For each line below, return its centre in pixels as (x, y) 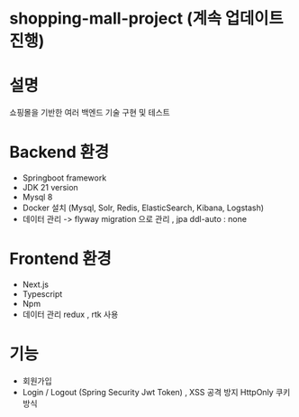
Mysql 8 (37, 197)
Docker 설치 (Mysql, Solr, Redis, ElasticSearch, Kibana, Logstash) (143, 208)
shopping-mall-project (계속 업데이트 (146, 19)
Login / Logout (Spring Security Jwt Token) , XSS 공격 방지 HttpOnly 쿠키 (156, 392)
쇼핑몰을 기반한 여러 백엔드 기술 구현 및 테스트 (90, 113)
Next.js (36, 284)
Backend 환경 (59, 152)
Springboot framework (64, 178)
